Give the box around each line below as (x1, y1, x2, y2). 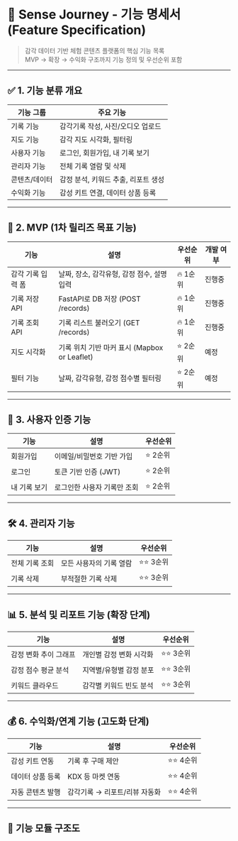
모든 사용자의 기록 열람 (60, 558, 132, 568)
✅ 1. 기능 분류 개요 (7, 84, 83, 97)
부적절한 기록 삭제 (60, 573, 118, 583)
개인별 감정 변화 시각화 (82, 649, 154, 659)
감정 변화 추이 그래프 (11, 649, 76, 659)
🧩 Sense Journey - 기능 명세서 (7, 6, 181, 23)
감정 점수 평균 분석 (11, 665, 69, 675)
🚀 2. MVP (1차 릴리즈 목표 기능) (7, 221, 137, 234)
